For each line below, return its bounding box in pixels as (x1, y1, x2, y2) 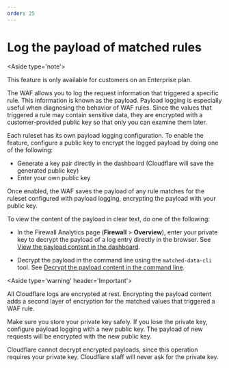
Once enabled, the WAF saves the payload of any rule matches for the (7, 186, 205, 195)
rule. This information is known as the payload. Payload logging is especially (7, 96, 222, 104)
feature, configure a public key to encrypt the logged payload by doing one (7, 138, 219, 147)
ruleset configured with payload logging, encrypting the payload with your (7, 194, 217, 202)
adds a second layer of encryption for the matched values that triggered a (7, 297, 215, 305)
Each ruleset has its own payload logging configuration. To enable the (7, 131, 204, 139)
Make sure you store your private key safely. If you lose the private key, (7, 317, 208, 326)
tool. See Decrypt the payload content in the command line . (16, 263, 185, 271)
